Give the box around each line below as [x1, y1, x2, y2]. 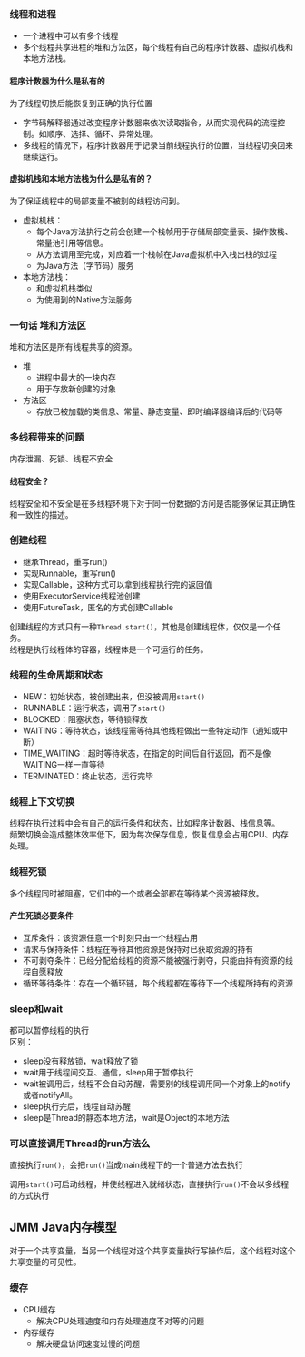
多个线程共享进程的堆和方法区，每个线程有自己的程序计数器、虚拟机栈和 [22, 42, 293, 53]
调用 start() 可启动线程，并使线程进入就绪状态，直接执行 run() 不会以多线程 [9, 1179, 289, 1190]
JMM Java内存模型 [9, 1219, 118, 1234]
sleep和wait [9, 1002, 64, 1015]
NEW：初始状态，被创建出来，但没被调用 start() [22, 691, 206, 702]
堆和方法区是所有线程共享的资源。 [9, 342, 137, 352]
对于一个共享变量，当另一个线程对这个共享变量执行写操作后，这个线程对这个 [9, 1245, 296, 1256]
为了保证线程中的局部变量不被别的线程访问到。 [9, 195, 184, 206]
